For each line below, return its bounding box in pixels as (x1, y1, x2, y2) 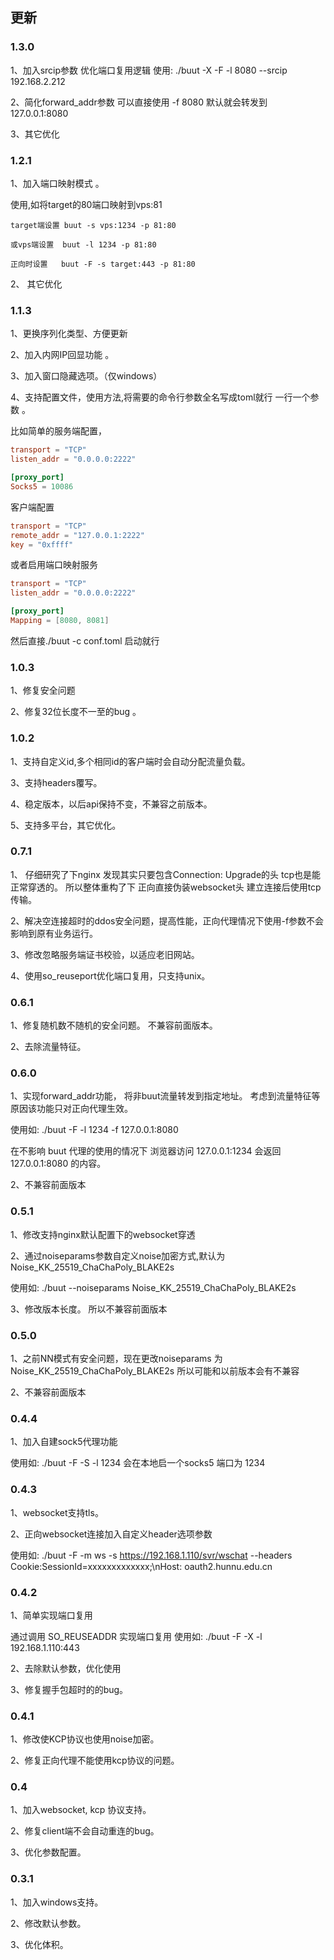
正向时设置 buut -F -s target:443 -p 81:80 (10, 259, 196, 269)
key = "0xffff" (10, 539, 74, 550)
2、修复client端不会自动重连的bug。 (10, 1825, 160, 1837)
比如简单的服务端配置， (10, 425, 107, 437)
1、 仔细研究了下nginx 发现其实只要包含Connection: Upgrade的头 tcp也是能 (10, 868, 322, 880)
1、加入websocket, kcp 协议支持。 (10, 1804, 152, 1816)
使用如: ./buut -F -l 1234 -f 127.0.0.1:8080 (10, 1124, 179, 1136)
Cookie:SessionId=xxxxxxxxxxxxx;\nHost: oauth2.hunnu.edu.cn (10, 1560, 273, 1572)
